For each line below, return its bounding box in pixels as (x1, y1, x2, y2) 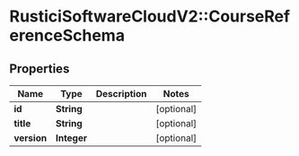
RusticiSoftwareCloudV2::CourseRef (9, 6, 290, 27)
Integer (55, 132, 88, 144)
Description (95, 88, 147, 100)
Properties (9, 61, 70, 76)
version (13, 132, 48, 144)
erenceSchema (9, 25, 126, 46)
